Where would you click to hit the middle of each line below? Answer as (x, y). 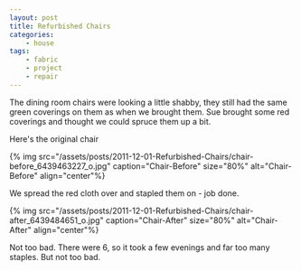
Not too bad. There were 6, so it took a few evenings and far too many (140, 247)
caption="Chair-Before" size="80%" (180, 166)
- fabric (42, 60)
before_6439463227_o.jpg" (60, 166)
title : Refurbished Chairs (60, 26)
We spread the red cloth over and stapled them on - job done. (124, 193)
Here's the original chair (54, 139)
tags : (19, 51)
